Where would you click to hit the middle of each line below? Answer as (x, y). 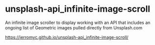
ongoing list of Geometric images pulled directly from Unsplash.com (74, 27)
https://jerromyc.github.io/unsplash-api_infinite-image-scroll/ (67, 37)
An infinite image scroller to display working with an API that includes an (78, 22)
